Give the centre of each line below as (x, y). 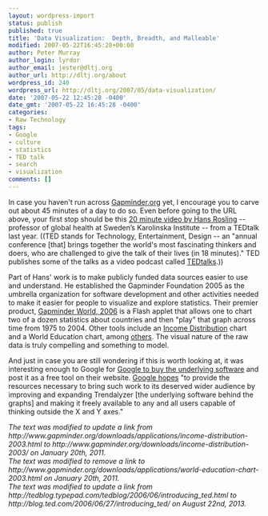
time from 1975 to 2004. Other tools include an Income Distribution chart (128, 328)
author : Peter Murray (44, 53)
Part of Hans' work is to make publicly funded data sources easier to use (128, 277)
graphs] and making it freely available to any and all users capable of (122, 403)
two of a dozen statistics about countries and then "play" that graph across (132, 319)
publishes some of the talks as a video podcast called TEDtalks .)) (116, 262)
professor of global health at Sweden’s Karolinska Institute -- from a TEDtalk (134, 227)
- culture (25, 142)
